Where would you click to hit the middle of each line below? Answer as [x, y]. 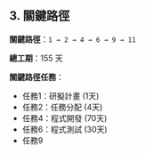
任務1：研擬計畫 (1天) [60, 95]
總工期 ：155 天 [36, 58]
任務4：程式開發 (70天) [64, 118]
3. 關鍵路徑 [40, 16]
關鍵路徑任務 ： [36, 77]
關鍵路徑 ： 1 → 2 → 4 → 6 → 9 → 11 [72, 39]
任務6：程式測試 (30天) [65, 129]
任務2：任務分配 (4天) [62, 107]
